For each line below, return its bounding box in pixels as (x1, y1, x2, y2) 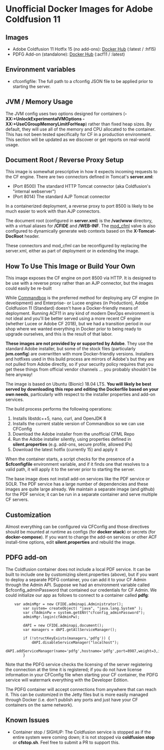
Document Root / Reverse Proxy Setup (5, 156, 124, 164)
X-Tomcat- (133, 228, 156, 234)
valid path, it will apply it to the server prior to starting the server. (5, 467, 135, 473)
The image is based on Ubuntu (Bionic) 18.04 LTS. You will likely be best (5, 381, 151, 387)
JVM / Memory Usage (5, 98, 73, 106)
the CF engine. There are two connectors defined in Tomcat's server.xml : (5, 174, 154, 180)
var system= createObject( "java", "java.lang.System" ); (23, 606, 143, 611)
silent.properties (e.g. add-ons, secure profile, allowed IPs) (12, 441, 133, 447)
